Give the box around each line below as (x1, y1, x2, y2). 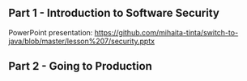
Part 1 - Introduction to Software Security (8, 6, 220, 20)
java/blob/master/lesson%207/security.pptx (8, 36, 155, 46)
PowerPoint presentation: (8, 27, 93, 37)
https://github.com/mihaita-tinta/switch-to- (94, 27, 239, 37)
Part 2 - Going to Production (8, 59, 152, 73)
